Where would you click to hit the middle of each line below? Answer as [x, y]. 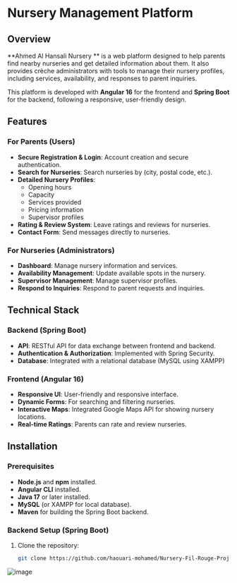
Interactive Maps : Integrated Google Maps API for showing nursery [116, 409]
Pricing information [56, 209]
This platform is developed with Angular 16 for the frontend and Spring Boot [119, 92]
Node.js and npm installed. [57, 481]
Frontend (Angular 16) [46, 379]
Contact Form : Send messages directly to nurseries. [94, 232]
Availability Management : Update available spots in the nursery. [111, 273]
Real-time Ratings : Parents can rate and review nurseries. [102, 424]
